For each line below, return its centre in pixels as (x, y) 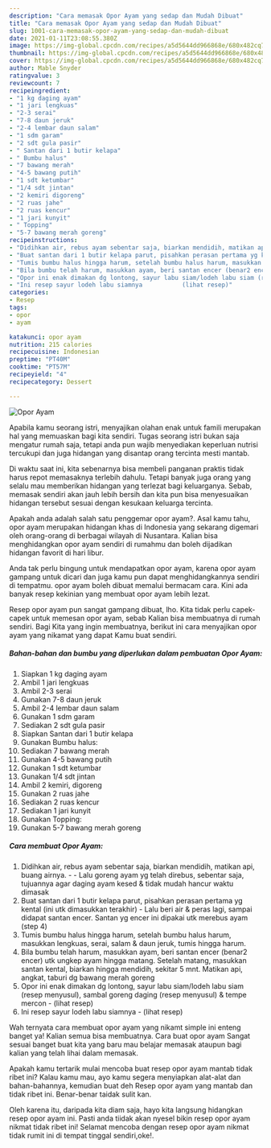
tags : (18, 307)
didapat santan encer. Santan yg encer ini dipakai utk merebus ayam (134, 917)
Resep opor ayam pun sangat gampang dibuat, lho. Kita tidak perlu (120, 609)
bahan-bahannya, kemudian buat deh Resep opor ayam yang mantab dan (131, 1085)
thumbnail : (27, 53)
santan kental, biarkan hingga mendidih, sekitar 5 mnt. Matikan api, (132, 969)
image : (20, 46)
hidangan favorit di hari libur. (56, 553)
